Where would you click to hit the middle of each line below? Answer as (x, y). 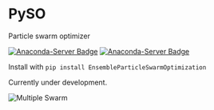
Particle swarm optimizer (49, 36)
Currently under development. (58, 82)
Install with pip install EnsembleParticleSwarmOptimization (107, 67)
